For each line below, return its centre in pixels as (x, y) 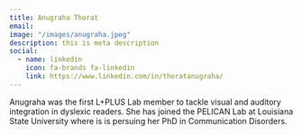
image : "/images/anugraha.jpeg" (70, 34)
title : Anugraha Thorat (54, 18)
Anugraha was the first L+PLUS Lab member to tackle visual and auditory (145, 102)
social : (24, 51)
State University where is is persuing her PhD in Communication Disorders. (148, 121)
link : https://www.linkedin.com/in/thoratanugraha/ (124, 76)
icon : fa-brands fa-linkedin (80, 68)
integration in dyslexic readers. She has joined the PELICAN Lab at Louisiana (151, 111)
